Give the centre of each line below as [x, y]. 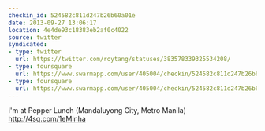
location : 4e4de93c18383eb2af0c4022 [68, 30]
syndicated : [28, 45]
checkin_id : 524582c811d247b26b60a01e [72, 15]
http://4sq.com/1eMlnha [47, 119]
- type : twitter [35, 52]
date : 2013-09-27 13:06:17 [52, 23]
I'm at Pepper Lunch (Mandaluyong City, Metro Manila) [97, 111]
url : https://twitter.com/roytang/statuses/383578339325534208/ [123, 60]
